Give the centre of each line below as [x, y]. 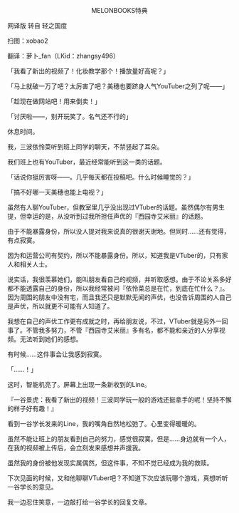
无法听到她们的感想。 [51, 339]
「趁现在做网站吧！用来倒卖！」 [54, 101]
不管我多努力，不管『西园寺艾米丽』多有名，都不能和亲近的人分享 [122, 330]
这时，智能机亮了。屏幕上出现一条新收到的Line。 [79, 384]
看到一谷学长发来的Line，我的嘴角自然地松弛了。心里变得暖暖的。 [104, 424]
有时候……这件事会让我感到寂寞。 [57, 354]
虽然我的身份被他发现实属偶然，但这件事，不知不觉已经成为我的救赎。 [110, 463]
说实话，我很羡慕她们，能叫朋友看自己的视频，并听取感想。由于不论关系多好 [119, 279]
